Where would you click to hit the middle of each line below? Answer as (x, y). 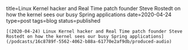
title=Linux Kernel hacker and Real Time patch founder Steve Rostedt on (93, 8)
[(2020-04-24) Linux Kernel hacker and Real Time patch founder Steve (94, 31)
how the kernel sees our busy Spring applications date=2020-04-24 (89, 15)
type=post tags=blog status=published (53, 21)
